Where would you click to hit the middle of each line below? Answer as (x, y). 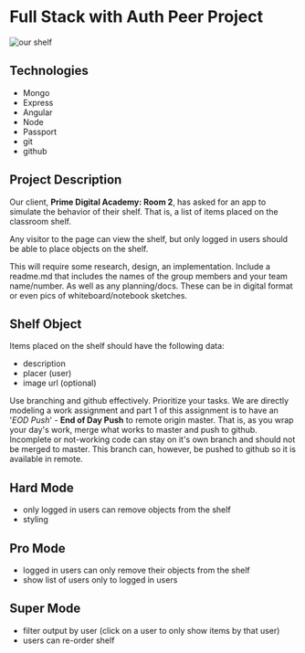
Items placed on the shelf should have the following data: (117, 346)
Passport (40, 132)
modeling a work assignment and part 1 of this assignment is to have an (144, 411)
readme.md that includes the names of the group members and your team (148, 276)
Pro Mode (37, 548)
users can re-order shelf (68, 640)
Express (38, 102)
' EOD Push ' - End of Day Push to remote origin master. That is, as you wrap (152, 420)
